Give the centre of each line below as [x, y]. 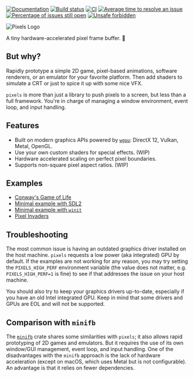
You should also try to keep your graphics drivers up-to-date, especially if [95, 292]
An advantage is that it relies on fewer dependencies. [70, 368]
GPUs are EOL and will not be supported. [56, 304]
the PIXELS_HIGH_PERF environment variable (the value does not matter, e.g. [96, 268]
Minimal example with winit [48, 210]
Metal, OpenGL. [33, 146]
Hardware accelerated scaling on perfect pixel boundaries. [86, 158]
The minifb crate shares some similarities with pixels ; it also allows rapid [94, 337]
